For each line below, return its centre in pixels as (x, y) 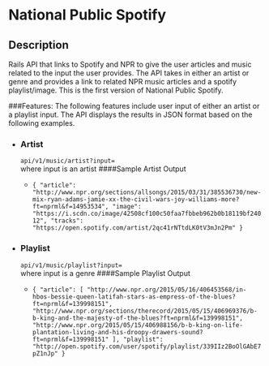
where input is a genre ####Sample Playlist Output (105, 273)
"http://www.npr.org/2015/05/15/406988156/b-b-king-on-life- (137, 325)
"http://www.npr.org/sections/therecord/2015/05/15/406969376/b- (145, 311)
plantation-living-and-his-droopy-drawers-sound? (118, 332)
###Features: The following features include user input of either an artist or (134, 106)
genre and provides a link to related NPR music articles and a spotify (123, 82)
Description (38, 45)
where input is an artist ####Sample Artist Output (103, 169)
